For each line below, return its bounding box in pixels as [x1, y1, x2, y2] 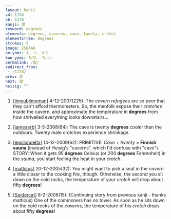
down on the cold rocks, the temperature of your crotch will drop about [12, 176, 163, 182]
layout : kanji [5, 7, 36, 13]
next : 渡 [5, 79, 23, 84]
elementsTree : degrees [5, 36, 54, 41]
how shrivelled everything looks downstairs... [12, 114, 109, 120]
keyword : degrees [5, 27, 43, 32]
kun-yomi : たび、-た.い [5, 55, 52, 60]
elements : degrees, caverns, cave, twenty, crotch [5, 31, 116, 36]
